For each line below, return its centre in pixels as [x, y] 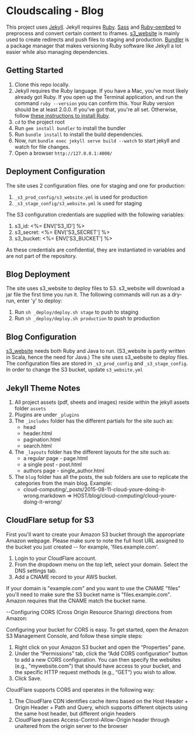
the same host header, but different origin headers [75, 713]
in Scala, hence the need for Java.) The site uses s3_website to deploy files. [97, 357]
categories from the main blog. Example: [63, 483]
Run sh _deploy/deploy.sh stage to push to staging [76, 312]
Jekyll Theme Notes [43, 388]
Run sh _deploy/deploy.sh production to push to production [87, 318]
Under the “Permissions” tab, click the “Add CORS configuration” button [101, 653]
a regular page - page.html [55, 458]
